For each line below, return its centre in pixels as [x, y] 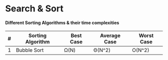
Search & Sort [34, 9]
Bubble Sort [30, 50]
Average [110, 36]
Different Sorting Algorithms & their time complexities [62, 22]
